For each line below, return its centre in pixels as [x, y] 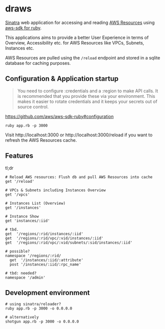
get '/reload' [20, 181]
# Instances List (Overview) [35, 203]
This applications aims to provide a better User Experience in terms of [77, 37]
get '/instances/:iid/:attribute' [47, 260]
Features [19, 156]
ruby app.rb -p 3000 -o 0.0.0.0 [39, 309]
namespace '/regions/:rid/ [33, 256]
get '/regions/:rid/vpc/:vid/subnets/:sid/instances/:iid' [69, 243]
